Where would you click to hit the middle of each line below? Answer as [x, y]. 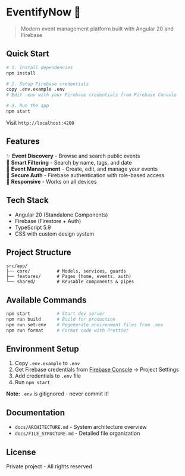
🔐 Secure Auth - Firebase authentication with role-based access [85, 175]
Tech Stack [27, 200]
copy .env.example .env [36, 89]
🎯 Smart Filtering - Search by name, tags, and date [69, 162]
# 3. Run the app [28, 106]
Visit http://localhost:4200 [40, 122]
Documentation [36, 412]
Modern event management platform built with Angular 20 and [97, 29]
